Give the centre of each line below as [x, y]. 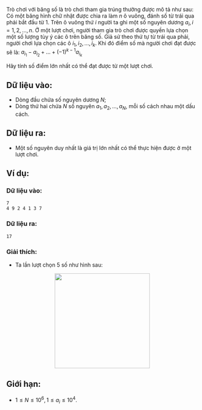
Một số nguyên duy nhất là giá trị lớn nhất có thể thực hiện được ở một [103, 148]
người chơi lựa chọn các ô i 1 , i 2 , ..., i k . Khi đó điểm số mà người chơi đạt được [101, 44]
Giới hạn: [24, 384]
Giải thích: [22, 251]
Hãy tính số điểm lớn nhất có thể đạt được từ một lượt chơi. [80, 66]
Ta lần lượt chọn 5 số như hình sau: [59, 265]
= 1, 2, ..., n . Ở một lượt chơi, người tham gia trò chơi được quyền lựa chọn [97, 30]
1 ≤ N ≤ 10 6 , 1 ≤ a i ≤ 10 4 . [46, 400]
